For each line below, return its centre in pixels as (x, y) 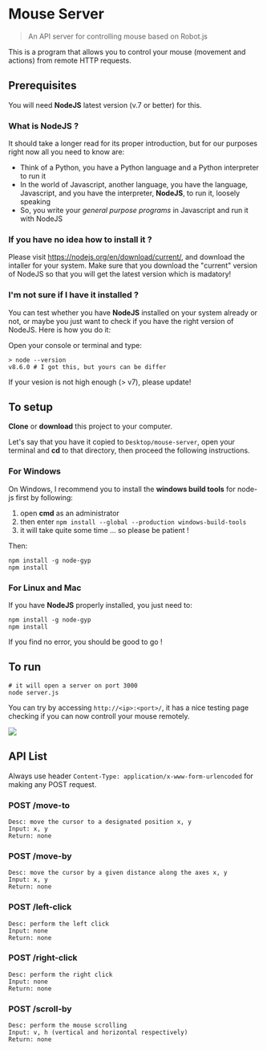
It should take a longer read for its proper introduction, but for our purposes (133, 144)
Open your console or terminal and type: (75, 345)
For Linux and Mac (45, 588)
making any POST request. (53, 784)
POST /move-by (40, 855)
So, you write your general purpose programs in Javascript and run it (134, 211)
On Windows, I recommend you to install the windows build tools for (122, 489)
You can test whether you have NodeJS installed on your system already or (133, 312)
